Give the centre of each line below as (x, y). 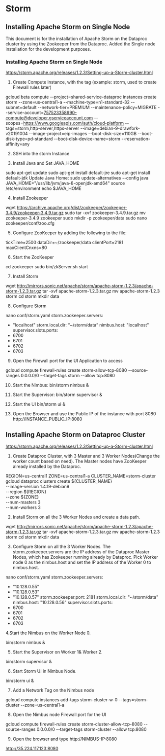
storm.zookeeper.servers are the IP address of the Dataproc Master (81, 552)
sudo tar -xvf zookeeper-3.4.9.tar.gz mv (105, 213)
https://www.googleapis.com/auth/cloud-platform (74, 123)
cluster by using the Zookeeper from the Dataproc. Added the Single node (81, 44)
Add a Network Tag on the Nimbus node (54, 690)
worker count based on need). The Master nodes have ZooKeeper (80, 461)
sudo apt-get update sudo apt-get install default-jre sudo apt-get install (78, 173)
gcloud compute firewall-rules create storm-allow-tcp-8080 (66, 370)
